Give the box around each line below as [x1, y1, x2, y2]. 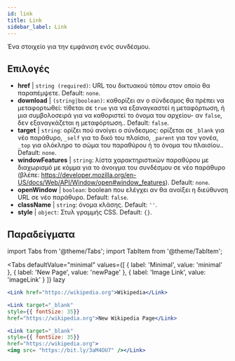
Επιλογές [7, 62, 51, 74]
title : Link [7, 17, 42, 24]
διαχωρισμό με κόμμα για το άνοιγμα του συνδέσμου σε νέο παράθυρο [17, 163, 226, 172]
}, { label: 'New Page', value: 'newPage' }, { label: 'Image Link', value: [7, 268, 206, 276]
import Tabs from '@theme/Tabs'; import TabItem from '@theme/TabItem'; [7, 247, 223, 255]
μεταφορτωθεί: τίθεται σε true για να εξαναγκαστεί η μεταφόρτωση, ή [17, 104, 225, 112]
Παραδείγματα [7, 229, 76, 240]
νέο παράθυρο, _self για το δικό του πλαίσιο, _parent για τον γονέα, [17, 134, 219, 142]
